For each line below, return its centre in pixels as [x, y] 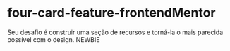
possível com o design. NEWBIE [54, 39]
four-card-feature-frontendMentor [111, 13]
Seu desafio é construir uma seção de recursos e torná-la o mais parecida [115, 32]
